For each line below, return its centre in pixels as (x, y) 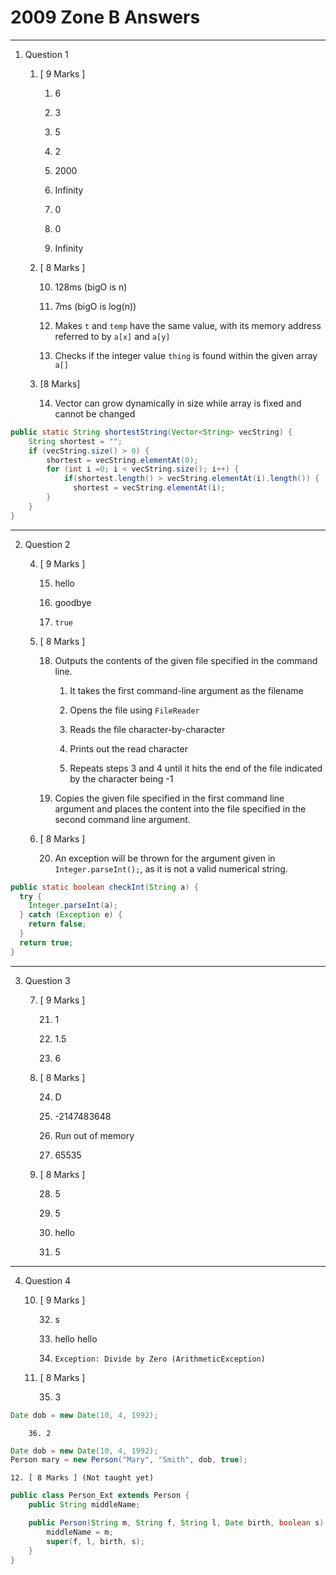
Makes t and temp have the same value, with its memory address (188, 325)
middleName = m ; (80, 1532)
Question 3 (47, 980)
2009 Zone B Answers (105, 17)
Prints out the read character (128, 748)
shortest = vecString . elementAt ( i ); (149, 488)
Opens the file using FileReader (134, 710)
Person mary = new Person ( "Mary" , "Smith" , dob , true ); (129, 1460)
